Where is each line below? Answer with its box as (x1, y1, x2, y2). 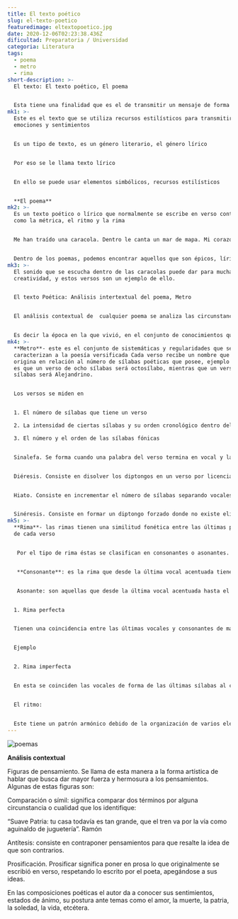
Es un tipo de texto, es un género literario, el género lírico (13, 140, 208, 147)
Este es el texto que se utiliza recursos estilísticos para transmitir (13, 115, 233, 122)
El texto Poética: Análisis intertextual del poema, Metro (13, 294, 192, 301)
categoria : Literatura (7, 43, 74, 50)
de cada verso (13, 530, 55, 537)
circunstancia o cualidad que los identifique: (7, 803, 137, 811)
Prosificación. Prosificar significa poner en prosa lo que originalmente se (7, 860, 220, 868)
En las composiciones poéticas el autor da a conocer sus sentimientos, (7, 888, 215, 896)
